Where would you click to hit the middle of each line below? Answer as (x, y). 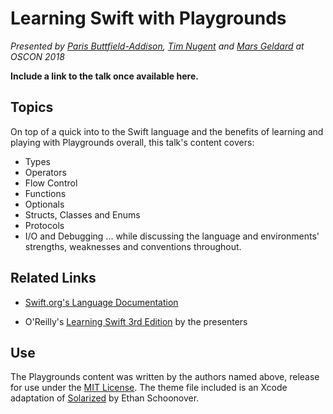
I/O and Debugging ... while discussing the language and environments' (172, 236)
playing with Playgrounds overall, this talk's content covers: (132, 142)
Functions (45, 193)
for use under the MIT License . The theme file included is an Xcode (149, 388)
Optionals (44, 204)
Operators (45, 172)
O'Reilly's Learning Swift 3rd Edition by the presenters (136, 321)
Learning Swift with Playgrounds (148, 18)
